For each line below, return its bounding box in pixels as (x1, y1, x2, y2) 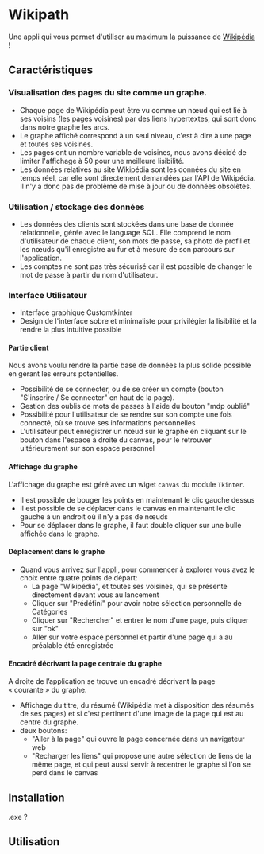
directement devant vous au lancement (31, 590, 160, 600)
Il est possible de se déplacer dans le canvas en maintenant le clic (19, 503, 236, 513)
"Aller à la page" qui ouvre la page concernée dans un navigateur (31, 734, 245, 744)
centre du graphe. (19, 717, 79, 727)
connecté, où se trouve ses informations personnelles (19, 418, 196, 428)
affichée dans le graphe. (19, 529, 100, 538)
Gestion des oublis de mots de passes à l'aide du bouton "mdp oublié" (19, 402, 251, 411)
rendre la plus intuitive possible (19, 324, 122, 335)
